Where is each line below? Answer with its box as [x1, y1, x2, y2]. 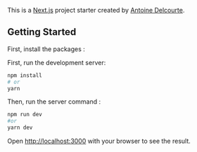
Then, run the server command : [7, 97, 101, 106]
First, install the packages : [7, 45, 86, 53]
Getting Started [7, 26, 77, 38]
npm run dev [7, 111, 42, 118]
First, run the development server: [7, 58, 106, 67]
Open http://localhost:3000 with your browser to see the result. [7, 137, 191, 146]
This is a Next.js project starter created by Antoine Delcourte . [7, 6, 185, 14]
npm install [7, 71, 42, 79]
